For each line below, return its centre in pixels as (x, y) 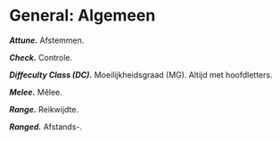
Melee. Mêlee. (36, 92)
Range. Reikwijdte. (44, 109)
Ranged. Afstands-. (46, 127)
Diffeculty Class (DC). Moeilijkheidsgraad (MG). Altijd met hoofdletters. (141, 75)
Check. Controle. (41, 57)
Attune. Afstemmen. (47, 40)
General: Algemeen (82, 16)
